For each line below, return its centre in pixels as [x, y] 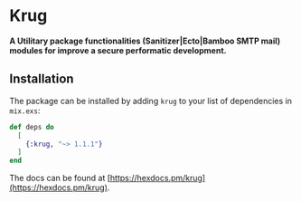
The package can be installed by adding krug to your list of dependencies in [150, 101]
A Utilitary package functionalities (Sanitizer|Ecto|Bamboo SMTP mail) [145, 41]
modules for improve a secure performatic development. [118, 50]
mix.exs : [25, 111]
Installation [42, 79]
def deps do [32, 127]
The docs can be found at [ [60, 178]
